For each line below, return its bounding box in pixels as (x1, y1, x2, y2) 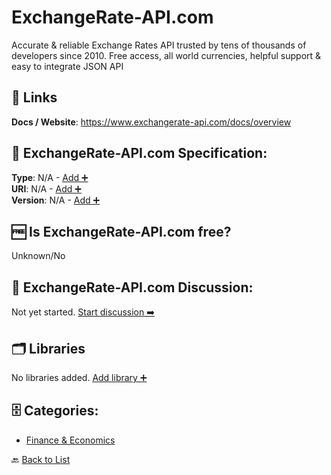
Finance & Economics (25, 434, 116, 446)
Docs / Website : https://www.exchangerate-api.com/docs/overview (11, 116, 292, 128)
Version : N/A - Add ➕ (11, 194, 101, 206)
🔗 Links (11, 89, 58, 106)
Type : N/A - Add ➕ (11, 171, 89, 183)
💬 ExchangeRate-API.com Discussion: (11, 279, 254, 296)
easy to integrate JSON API (11, 60, 124, 72)
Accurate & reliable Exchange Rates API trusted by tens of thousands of (11, 39, 307, 51)
